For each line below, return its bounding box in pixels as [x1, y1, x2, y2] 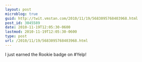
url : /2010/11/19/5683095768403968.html [5, 38, 89, 43]
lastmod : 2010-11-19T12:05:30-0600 [5, 29, 77, 34]
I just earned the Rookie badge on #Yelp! [5, 51, 87, 57]
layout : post [5, 7, 32, 12]
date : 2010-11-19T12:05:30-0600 [5, 25, 71, 30]
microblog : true [5, 12, 38, 16]
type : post [5, 34, 27, 39]
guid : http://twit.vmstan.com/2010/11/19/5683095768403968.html [5, 16, 138, 21]
